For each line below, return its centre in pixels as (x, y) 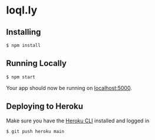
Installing (24, 32)
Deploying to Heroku (45, 106)
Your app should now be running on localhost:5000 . (69, 88)
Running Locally (36, 63)
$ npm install (24, 45)
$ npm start (21, 77)
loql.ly (22, 10)
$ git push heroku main (35, 131)
